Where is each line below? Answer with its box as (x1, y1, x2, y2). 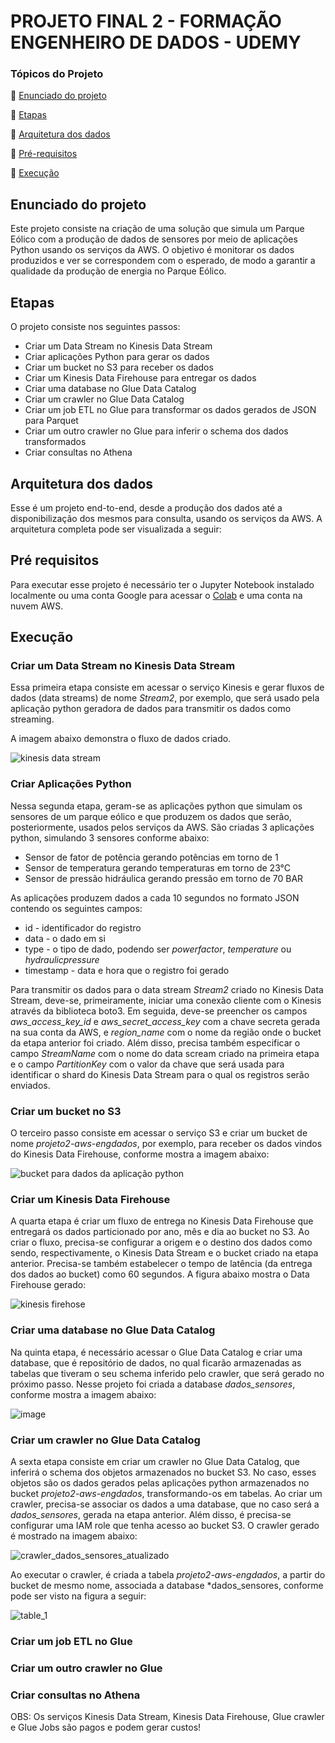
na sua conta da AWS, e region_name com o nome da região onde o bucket (10, 1026, 322, 1038)
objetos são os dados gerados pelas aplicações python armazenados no (10, 1476, 310, 1489)
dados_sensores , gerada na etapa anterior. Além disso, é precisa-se (10, 1508, 292, 1520)
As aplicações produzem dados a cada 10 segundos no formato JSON (10, 891, 300, 904)
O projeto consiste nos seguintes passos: (10, 321, 181, 333)
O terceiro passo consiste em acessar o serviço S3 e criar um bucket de (10, 1127, 308, 1139)
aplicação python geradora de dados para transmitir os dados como (10, 703, 292, 715)
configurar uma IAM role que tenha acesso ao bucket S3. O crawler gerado (10, 1519, 320, 1531)
